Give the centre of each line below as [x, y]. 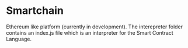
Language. [19, 39]
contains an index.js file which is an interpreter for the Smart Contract [90, 32]
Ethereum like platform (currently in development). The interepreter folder [94, 27]
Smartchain [35, 11]
